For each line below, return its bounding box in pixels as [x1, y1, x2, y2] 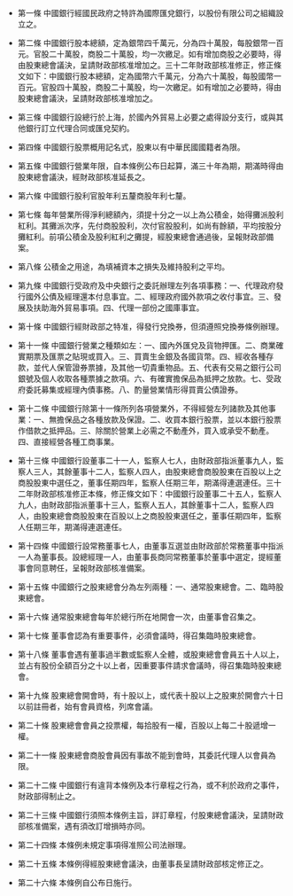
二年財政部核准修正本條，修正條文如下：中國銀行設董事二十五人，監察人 [17, 488, 281, 499]
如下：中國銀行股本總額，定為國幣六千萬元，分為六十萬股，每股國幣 [25, 71, 274, 82]
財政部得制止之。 [17, 791, 81, 801]
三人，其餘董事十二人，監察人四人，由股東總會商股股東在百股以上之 [33, 466, 281, 477]
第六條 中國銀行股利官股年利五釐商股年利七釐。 [17, 191, 191, 201]
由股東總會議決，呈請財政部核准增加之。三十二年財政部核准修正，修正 [17, 60, 274, 70]
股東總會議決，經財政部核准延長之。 [17, 172, 150, 182]
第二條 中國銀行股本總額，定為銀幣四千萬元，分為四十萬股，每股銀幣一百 [17, 38, 284, 48]
